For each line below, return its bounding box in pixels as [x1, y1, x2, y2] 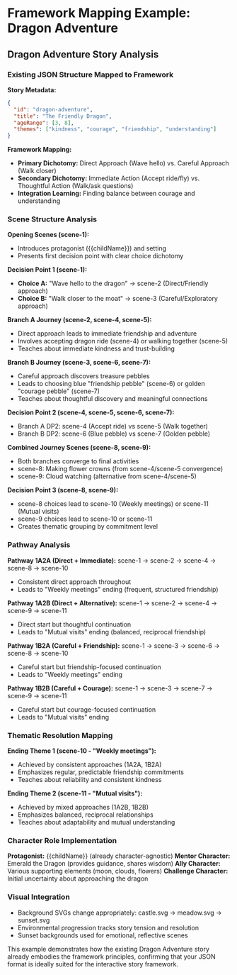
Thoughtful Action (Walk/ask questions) [17, 182, 134, 190]
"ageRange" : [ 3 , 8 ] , [13, 119, 74, 126]
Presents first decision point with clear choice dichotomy [17, 252, 184, 260]
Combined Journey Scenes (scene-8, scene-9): [7, 444, 151, 452]
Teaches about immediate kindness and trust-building [17, 344, 175, 353]
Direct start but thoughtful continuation [17, 619, 132, 629]
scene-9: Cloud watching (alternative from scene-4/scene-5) [17, 472, 197, 480]
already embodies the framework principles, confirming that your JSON [7, 952, 216, 961]
